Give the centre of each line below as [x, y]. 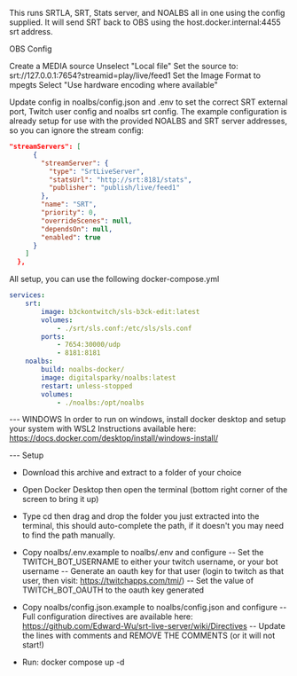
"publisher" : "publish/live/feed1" [114, 188]
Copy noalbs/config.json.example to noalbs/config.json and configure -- [154, 608]
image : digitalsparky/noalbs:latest [109, 377]
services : [27, 295]
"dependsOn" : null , [77, 229]
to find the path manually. [68, 535]
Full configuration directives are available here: [107, 617]
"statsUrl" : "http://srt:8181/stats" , [120, 180]
